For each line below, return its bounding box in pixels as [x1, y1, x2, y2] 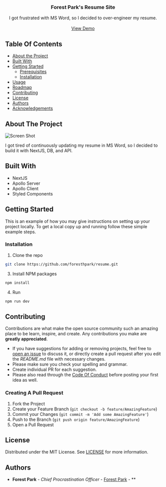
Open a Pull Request [12, 421, 54, 428]
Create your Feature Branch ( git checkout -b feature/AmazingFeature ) [12, 406, 158, 412]
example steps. [5, 229, 36, 235]
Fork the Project [12, 401, 45, 406]
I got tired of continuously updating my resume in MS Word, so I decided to [5, 142, 158, 148]
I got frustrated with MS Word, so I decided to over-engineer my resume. [9, 15, 157, 21]
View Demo [71, 26, 95, 32]
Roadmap [12, 84, 32, 90]
